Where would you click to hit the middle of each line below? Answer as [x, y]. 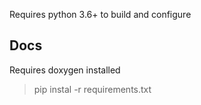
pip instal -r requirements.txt [92, 89]
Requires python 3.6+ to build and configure [100, 14]
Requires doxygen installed [65, 70]
